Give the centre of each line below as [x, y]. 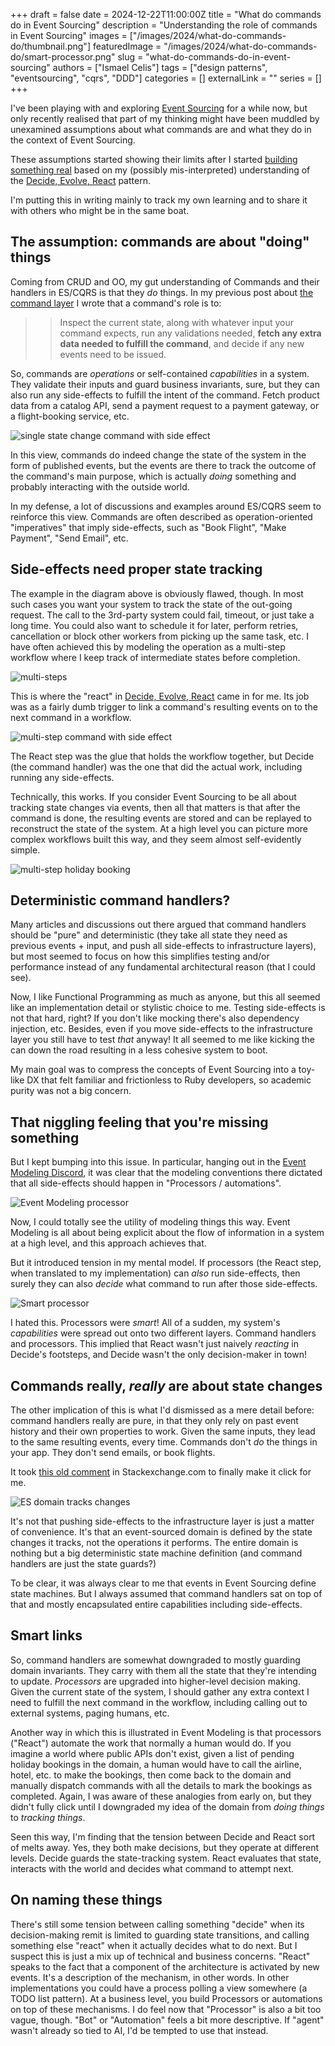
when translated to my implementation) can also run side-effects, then [155, 1273]
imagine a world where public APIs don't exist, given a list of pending [152, 1753]
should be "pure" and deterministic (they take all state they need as [149, 935]
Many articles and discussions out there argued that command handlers [158, 925]
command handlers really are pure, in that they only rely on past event [154, 1421]
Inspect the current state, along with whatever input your [176, 322]
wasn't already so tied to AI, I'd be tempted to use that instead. [139, 2030]
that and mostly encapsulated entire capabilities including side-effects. [156, 1605]
